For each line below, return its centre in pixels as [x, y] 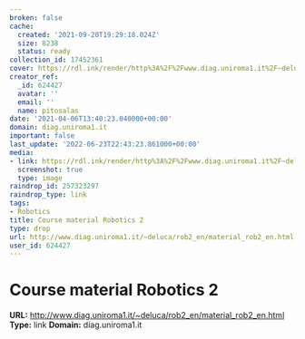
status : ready [44, 52]
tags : [20, 203]
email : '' [36, 102]
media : [22, 152]
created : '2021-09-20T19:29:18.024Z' [89, 34]
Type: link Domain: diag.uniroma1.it [76, 325]
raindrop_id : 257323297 [54, 187]
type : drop [30, 228]
